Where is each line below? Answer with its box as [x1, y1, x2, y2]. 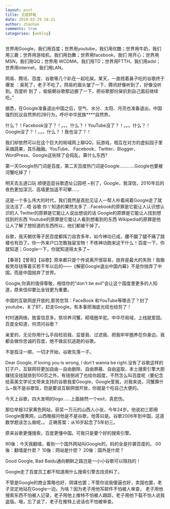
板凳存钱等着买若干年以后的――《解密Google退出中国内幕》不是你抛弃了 [5, 263, 158, 269]
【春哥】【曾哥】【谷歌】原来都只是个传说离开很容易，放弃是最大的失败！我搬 [5, 257, 165, 263]
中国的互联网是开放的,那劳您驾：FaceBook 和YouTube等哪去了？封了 [5, 297, 149, 303]
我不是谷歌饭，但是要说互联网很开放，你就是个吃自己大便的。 [12, 385, 142, 391]
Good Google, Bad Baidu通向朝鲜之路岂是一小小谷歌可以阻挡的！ [5, 458, 141, 464]
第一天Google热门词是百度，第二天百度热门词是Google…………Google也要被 [5, 163, 163, 169]
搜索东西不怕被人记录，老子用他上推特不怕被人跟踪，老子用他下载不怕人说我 [5, 492, 165, 498]
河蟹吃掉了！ [5, 169, 32, 175]
